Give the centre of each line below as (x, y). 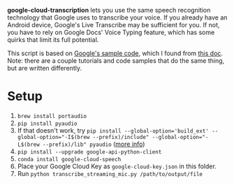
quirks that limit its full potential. (53, 40)
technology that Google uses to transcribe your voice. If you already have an (117, 17)
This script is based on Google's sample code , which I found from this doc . (115, 53)
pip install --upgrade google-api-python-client (89, 152)
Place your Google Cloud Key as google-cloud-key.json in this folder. (117, 166)
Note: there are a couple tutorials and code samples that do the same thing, (116, 61)
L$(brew (28, 145)
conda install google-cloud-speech (69, 159)
